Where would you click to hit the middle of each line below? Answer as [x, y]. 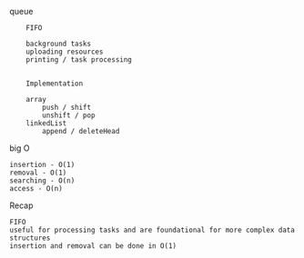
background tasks [59, 44]
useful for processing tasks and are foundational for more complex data [152, 230]
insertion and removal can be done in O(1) [93, 246]
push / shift [67, 107]
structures [30, 238]
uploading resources [65, 52]
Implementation [55, 84]
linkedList [46, 124]
